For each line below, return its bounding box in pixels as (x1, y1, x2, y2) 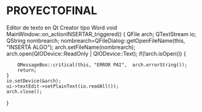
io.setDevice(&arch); (6, 78, 62, 84)
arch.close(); (6, 88, 43, 95)
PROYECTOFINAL (6, 4, 97, 18)
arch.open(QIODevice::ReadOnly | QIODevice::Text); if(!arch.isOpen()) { (6, 50, 187, 57)
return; (17, 67, 37, 73)
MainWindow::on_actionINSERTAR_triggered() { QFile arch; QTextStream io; (6, 30, 196, 37)
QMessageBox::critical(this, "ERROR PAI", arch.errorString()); (17, 62, 188, 68)
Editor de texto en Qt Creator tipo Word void (6, 24, 118, 31)
